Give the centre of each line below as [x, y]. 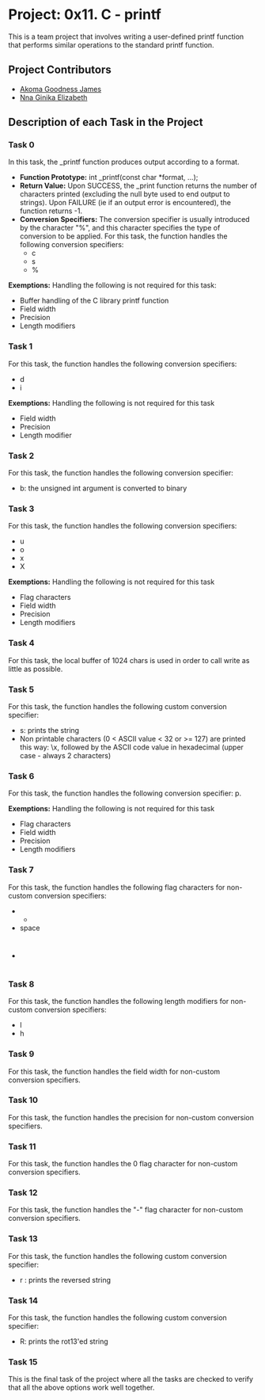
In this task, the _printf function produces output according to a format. [124, 162]
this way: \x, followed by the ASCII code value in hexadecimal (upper [131, 747]
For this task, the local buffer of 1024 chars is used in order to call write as [129, 660]
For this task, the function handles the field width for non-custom [114, 1071]
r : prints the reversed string [65, 1280]
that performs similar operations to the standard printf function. [112, 44]
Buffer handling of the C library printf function [94, 301]
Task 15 [23, 1362]
